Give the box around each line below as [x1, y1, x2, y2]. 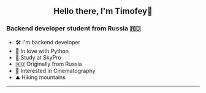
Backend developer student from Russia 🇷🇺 [6, 24, 141, 33]
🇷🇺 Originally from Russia [15, 60, 82, 67]
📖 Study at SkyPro [15, 53, 61, 61]
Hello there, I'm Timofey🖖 [53, 6, 153, 16]
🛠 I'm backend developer [15, 38, 81, 46]
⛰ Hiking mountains [15, 74, 66, 81]
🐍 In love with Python [15, 47, 69, 55]
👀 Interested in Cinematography [15, 67, 96, 74]
